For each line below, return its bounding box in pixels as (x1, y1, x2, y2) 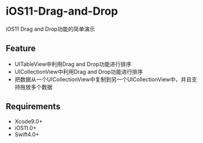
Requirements (6, 101, 61, 112)
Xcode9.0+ (14, 117, 43, 125)
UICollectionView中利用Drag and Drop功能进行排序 (14, 68, 143, 75)
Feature (6, 43, 36, 54)
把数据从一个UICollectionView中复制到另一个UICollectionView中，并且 (14, 75, 192, 83)
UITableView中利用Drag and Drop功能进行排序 (14, 60, 132, 68)
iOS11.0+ (14, 124, 37, 131)
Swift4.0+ (14, 130, 40, 138)
